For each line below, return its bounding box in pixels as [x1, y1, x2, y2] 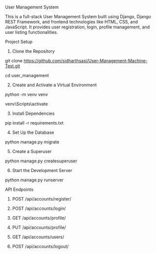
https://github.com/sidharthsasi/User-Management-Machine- [23, 58, 148, 63]
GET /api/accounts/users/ [12, 234, 65, 240]
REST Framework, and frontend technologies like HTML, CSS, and [5, 19, 138, 25]
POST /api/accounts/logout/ [12, 244, 69, 249]
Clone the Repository [12, 49, 55, 54]
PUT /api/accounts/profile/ [12, 225, 66, 230]
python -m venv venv [5, 92, 48, 97]
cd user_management [5, 73, 49, 78]
